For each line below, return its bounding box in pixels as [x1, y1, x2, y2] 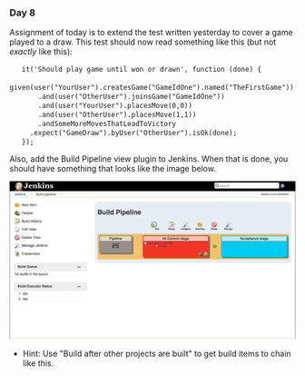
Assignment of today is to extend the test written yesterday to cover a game [9, 27, 293, 38]
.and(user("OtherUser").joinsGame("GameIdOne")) [37, 93, 225, 102]
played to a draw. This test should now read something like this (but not [9, 36, 277, 47]
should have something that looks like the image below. [9, 163, 216, 174]
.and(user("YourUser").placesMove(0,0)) [37, 102, 193, 111]
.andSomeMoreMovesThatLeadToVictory [37, 120, 177, 129]
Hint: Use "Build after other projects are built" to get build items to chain [22, 348, 292, 360]
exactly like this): [9, 46, 73, 57]
